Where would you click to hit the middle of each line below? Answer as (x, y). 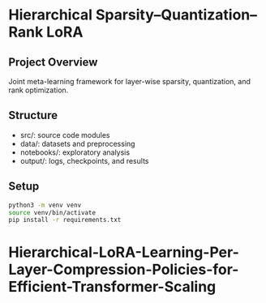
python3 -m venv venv (45, 205)
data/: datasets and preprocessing (77, 143)
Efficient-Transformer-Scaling (112, 287)
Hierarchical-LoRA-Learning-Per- (124, 252)
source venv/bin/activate (52, 212)
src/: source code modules (65, 134)
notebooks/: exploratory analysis (75, 152)
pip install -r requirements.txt (65, 220)
